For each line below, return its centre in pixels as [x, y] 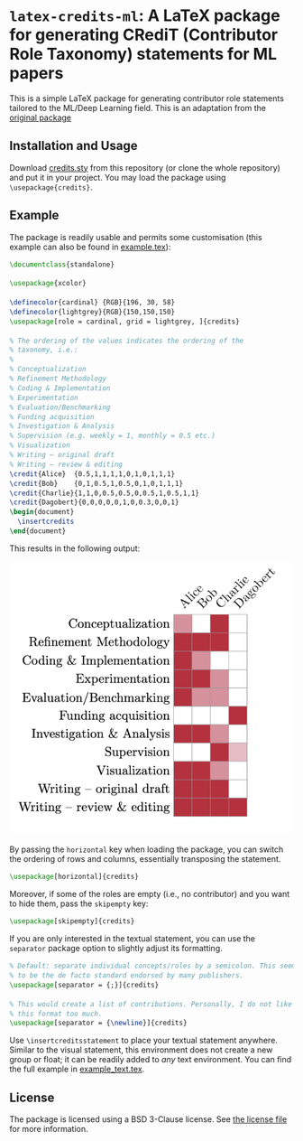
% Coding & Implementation [60, 388]
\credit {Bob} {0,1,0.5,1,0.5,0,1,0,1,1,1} [96, 483]
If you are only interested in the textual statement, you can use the [132, 939]
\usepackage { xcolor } [48, 284]
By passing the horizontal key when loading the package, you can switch [147, 849]
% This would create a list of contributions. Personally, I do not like [151, 1004]
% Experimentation [44, 397]
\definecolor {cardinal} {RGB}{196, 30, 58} [92, 303]
